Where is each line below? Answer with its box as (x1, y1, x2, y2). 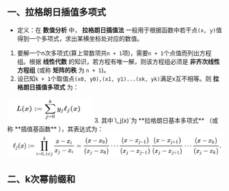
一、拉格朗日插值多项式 (7, 6, 106, 18)
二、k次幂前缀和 (7, 173, 76, 186)
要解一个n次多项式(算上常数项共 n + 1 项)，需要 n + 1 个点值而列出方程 (16, 48, 212, 57)
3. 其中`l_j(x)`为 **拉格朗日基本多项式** (94, 116, 205, 124)
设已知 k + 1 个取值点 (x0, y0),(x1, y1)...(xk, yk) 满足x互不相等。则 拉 (16, 74, 219, 83)
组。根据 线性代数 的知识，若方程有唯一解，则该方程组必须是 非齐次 (16, 57, 208, 65)
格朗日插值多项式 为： (16, 83, 79, 91)
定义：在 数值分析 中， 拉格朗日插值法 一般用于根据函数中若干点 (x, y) (16, 26, 217, 34)
